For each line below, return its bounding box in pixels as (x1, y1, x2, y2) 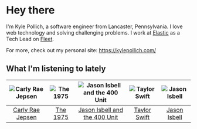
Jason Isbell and (78, 106, 124, 114)
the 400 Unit (83, 113, 118, 121)
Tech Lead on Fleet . (6, 35, 55, 42)
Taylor (134, 106, 151, 114)
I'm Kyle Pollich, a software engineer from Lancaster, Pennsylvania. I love (6, 23, 183, 30)
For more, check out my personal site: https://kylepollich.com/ (6, 46, 157, 53)
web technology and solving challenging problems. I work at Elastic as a (6, 29, 181, 36)
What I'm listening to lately (6, 64, 106, 74)
